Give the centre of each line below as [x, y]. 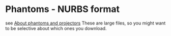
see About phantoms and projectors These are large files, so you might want [85, 23]
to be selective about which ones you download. [56, 28]
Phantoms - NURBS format [63, 9]
